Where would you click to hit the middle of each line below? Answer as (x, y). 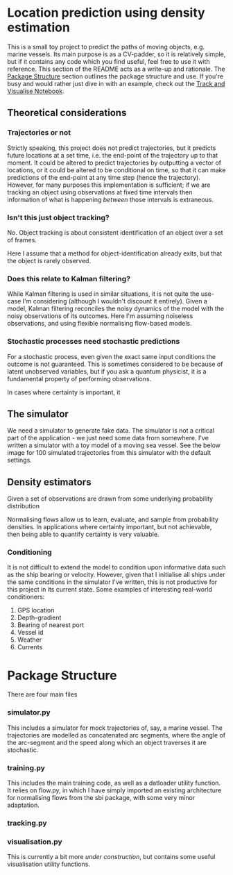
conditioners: (26, 597)
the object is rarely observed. (49, 260)
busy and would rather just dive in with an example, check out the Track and (116, 83)
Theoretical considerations (67, 113)
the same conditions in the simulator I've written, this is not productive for (112, 582)
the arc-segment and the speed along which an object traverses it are (107, 742)
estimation (39, 27)
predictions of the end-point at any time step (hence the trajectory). (104, 177)
